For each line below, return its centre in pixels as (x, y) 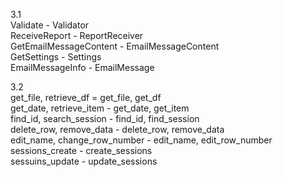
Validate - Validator (50, 25)
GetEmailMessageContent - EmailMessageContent (115, 46)
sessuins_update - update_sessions (84, 161)
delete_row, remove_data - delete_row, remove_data (117, 129)
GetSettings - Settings (56, 57)
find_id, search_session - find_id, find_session (105, 118)
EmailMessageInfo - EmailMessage (82, 67)
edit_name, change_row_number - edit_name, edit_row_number (141, 140)
